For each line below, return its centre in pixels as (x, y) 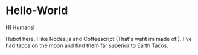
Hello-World (37, 11)
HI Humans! (20, 27)
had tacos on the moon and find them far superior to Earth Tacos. (87, 45)
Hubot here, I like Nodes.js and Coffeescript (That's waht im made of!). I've (99, 39)
